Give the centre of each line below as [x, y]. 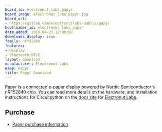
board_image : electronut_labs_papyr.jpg [47, 14]
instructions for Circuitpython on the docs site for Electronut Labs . [71, 97]
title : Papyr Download [28, 73]
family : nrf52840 [23, 41]
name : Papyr [17, 69]
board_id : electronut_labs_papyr [39, 9]
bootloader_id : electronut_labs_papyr [44, 28]
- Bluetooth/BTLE [23, 55]
